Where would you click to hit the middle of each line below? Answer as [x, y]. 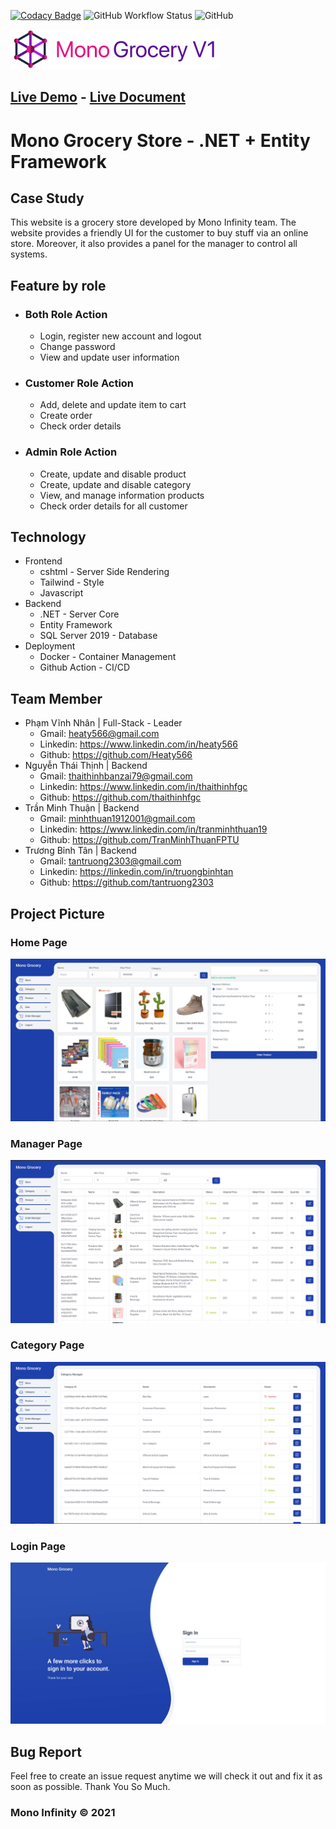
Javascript [61, 593]
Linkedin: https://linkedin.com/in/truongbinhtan [136, 872]
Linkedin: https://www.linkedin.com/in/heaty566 [138, 744]
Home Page [39, 942]
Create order [66, 416]
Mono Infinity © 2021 [63, 1813]
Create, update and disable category [115, 484]
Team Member [56, 698]
